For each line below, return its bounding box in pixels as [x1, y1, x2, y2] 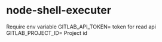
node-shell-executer [6, 4, 112, 17]
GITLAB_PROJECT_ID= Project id [6, 29, 88, 36]
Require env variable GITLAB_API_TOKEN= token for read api [6, 23, 157, 30]
